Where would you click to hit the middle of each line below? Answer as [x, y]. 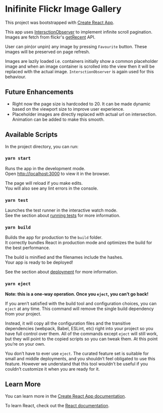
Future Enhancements [40, 92]
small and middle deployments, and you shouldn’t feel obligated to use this [80, 358]
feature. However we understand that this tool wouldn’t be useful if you [76, 364]
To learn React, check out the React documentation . [57, 405]
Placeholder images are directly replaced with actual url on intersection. [84, 114]
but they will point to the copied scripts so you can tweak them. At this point [81, 339]
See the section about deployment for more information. [61, 272]
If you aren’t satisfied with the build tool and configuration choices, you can [81, 303]
